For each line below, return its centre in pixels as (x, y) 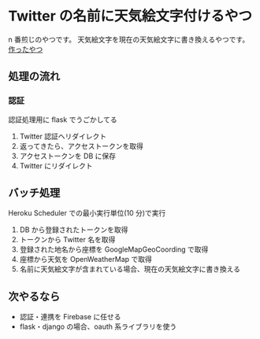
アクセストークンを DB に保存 (68, 156)
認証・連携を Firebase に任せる (70, 317)
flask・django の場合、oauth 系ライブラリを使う (98, 326)
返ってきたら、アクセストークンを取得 (81, 146)
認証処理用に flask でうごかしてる (63, 120)
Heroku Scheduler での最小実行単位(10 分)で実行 (87, 213)
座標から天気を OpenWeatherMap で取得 (85, 260)
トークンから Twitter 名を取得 (67, 240)
